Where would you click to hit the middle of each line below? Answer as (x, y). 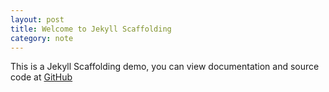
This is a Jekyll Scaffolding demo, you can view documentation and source (165, 67)
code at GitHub (41, 77)
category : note (42, 38)
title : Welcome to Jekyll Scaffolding (91, 29)
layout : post (37, 19)
